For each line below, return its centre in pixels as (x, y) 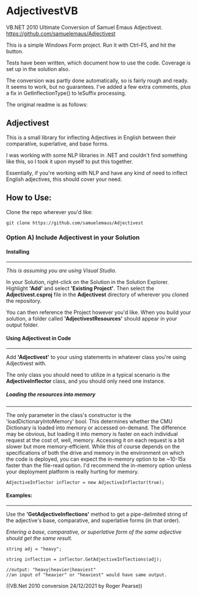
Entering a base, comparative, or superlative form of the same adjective (94, 532)
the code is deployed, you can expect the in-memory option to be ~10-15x (96, 459)
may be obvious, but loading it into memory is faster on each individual (92, 434)
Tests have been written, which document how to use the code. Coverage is (98, 63)
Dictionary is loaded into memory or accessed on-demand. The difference (96, 428)
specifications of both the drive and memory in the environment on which (95, 452)
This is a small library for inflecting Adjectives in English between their (91, 137)
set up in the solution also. (38, 69)
